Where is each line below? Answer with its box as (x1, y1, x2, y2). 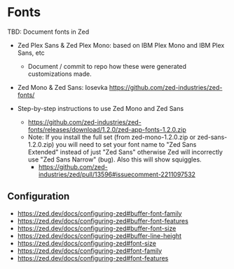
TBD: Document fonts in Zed (7, 27, 90, 36)
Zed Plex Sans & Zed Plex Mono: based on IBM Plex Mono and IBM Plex (17, 41, 225, 49)
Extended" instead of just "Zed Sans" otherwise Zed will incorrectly (27, 147, 223, 156)
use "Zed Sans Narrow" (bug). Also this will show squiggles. (27, 155, 202, 164)
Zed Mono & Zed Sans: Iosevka (17, 83, 108, 91)
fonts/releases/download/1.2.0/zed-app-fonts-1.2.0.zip (27, 125, 187, 133)
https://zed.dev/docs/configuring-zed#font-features (17, 254, 169, 262)
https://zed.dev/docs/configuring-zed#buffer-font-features (17, 216, 189, 225)
